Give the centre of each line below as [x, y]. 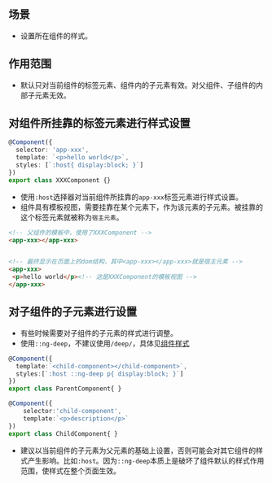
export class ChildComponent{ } [63, 433]
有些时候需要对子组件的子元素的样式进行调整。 [99, 333]
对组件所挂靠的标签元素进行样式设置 [99, 123]
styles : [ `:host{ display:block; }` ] [80, 165]
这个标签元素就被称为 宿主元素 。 [72, 217]
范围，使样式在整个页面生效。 [70, 471]
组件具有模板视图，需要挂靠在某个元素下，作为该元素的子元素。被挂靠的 [141, 207]
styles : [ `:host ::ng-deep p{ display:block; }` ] [100, 374]
